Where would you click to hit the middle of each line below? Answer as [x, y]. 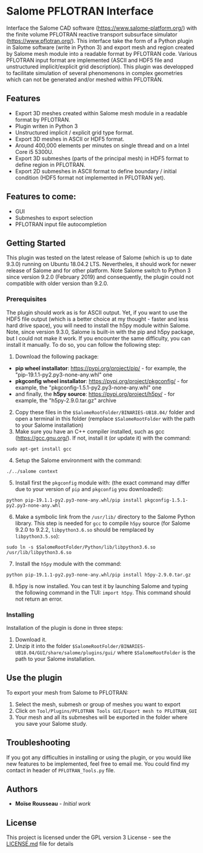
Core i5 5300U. [34, 152]
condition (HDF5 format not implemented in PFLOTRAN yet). [90, 178]
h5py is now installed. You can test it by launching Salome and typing [101, 586]
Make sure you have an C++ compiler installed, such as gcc [90, 431]
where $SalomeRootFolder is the [156, 652]
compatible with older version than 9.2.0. [58, 284]
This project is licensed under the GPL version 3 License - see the [89, 837]
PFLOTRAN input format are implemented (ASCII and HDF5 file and [90, 60]
